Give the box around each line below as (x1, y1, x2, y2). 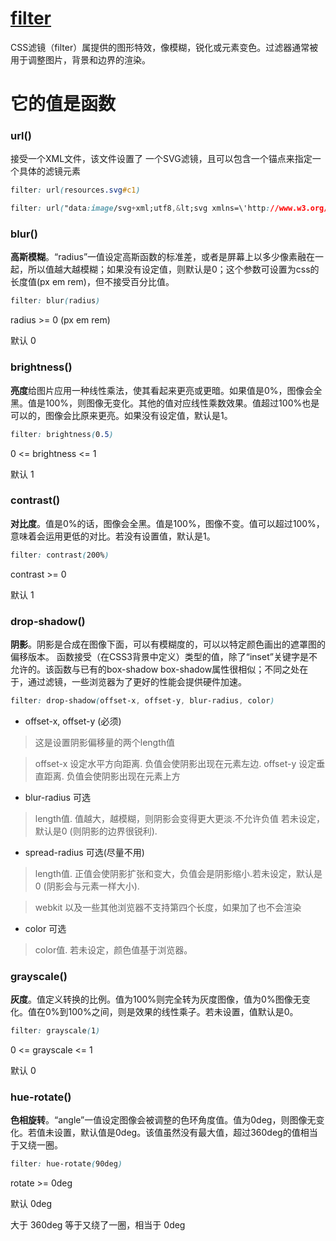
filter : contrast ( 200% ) (10, 550, 110, 560)
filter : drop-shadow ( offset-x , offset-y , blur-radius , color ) (10, 695, 275, 706)
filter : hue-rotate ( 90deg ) (10, 1159, 123, 1169)
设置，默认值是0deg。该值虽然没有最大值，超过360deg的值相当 (53, 1127, 318, 1139)
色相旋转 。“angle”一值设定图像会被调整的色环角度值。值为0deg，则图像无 (10, 1114, 317, 1126)
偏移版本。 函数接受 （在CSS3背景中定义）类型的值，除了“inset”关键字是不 (10, 650, 318, 662)
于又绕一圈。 (10, 1139, 63, 1151)
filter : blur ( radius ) (10, 296, 101, 306)
